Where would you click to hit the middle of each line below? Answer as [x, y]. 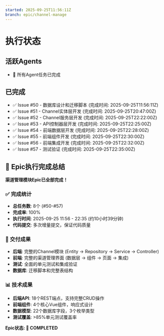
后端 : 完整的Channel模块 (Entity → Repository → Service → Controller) [86, 251]
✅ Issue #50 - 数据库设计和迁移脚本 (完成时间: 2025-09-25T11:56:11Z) [85, 105]
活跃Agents [24, 61]
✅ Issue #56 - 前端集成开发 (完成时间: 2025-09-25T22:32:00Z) [78, 143]
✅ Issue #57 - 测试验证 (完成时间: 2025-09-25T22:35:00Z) [74, 149]
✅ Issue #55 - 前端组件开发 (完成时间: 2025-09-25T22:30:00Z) [78, 136]
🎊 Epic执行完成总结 [35, 166]
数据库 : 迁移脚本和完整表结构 [43, 270]
